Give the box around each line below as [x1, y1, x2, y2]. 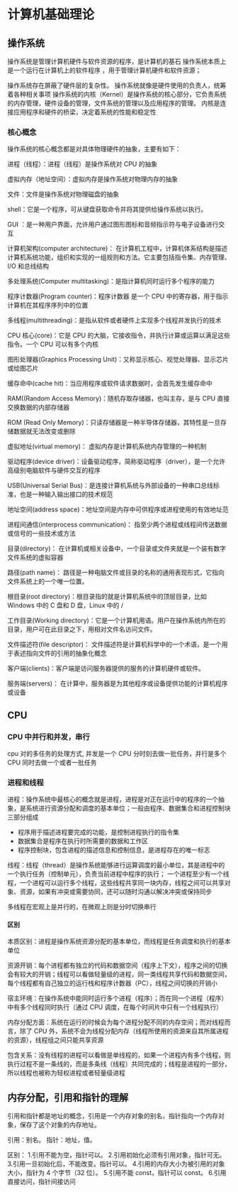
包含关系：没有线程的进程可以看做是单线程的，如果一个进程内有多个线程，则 [7, 1051, 231, 1059]
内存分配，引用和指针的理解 [7, 1091, 129, 1103]
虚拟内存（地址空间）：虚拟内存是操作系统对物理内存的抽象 [7, 175, 178, 183]
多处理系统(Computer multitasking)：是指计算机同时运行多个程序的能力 [7, 277, 215, 286]
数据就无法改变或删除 [13, 427, 76, 435]
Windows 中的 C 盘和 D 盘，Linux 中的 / [7, 601, 124, 609]
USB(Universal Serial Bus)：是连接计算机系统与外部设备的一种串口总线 [7, 481, 214, 490]
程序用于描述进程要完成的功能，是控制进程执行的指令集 [17, 828, 179, 837]
